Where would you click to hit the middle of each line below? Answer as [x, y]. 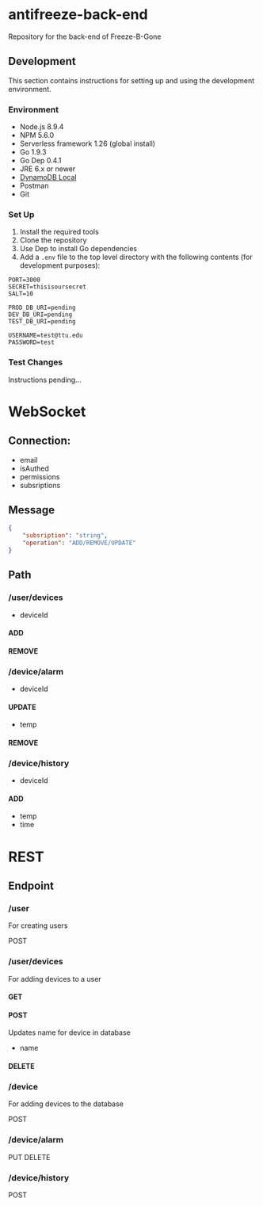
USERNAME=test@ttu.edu [46, 336]
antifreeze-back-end [78, 15]
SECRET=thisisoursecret [48, 287]
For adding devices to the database [66, 1104]
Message [32, 510]
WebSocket [47, 412]
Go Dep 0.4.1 [40, 161]
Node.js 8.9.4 [42, 127]
